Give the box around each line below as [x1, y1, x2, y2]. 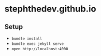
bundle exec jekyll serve [11, 42, 64, 46]
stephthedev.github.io [4, 3, 96, 14]
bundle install [11, 36, 43, 41]
